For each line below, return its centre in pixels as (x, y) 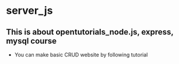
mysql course (31, 41)
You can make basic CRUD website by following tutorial (81, 55)
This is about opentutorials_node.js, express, (90, 32)
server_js (29, 11)
